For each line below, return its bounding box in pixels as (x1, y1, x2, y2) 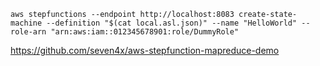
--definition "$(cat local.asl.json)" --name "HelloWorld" (46, 18, 298, 28)
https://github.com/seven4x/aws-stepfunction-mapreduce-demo (10, 45, 280, 56)
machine (10, 18, 43, 28)
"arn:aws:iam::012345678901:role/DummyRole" (50, 27, 240, 37)
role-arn (10, 27, 47, 37)
